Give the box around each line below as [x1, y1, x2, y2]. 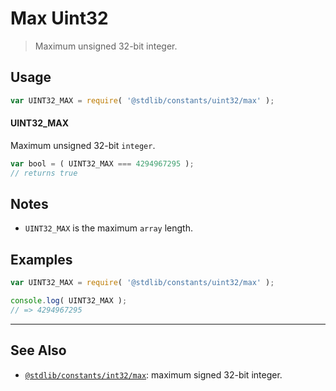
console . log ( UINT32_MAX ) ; [10, 296, 128, 306]
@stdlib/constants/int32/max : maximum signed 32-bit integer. [24, 368, 283, 381]
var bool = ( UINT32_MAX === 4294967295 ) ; [10, 158, 195, 169]
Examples [10, 251, 73, 268]
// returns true [10, 168, 78, 178]
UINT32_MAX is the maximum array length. [24, 222, 193, 234]
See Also [10, 342, 67, 359]
